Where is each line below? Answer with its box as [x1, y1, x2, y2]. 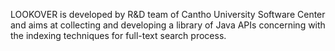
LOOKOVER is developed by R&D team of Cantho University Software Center [10, 9, 326, 20]
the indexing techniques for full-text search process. [10, 30, 227, 41]
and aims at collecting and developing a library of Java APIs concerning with [10, 19, 326, 31]
